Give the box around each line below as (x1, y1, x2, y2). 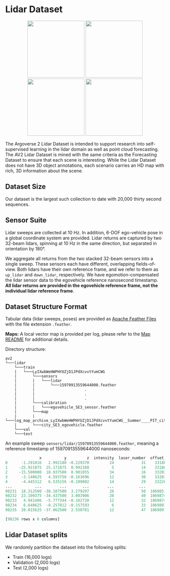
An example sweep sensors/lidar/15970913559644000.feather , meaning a (5, 440, 159, 447)
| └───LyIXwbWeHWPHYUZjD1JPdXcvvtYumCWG (14, 369, 105, 375)
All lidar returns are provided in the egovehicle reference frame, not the (5, 282, 158, 289)
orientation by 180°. (5, 245, 46, 251)
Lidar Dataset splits (5, 531, 68, 539)
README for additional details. (5, 336, 69, 343)
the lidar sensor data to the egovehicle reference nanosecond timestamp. (5, 277, 158, 283)
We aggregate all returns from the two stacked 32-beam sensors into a (5, 255, 153, 262)
